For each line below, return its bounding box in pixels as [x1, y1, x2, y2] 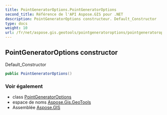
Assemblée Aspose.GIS [12, 104, 61, 110]
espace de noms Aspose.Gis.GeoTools [12, 99, 91, 105]
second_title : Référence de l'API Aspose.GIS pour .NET [5, 12, 123, 17]
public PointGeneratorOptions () [5, 71, 72, 76]
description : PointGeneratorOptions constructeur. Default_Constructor [5, 16, 157, 21]
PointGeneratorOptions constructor [5, 48, 118, 57]
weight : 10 [5, 26, 28, 31]
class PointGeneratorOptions [12, 94, 72, 100]
